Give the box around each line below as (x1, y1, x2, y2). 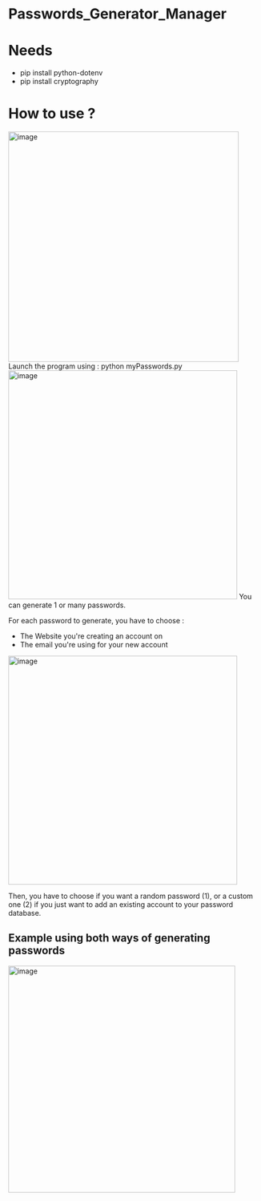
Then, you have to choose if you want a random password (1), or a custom (8, 891, 254, 901)
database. (8, 909, 42, 918)
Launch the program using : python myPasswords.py (8, 361, 183, 371)
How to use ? (8, 105, 96, 123)
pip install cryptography (19, 77, 98, 87)
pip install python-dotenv (19, 68, 103, 78)
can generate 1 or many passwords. (8, 600, 126, 610)
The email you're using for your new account (19, 640, 168, 650)
